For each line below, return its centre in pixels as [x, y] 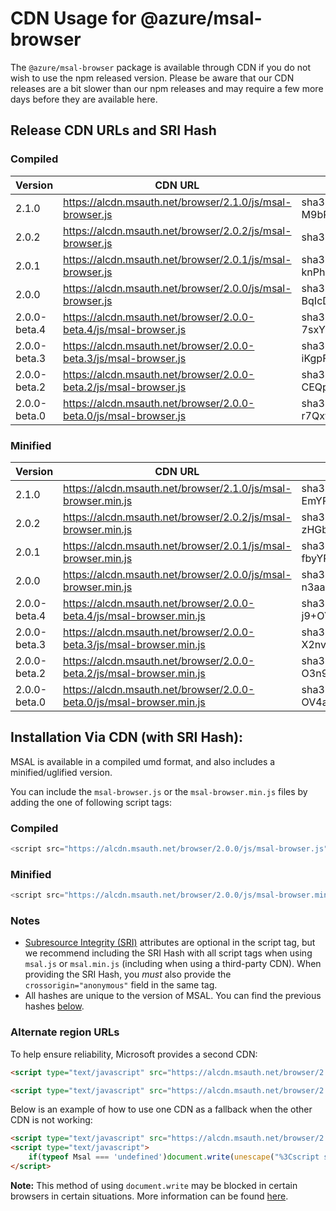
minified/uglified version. [61, 772]
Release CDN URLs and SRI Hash [113, 130]
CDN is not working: [51, 1120]
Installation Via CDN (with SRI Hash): [127, 737]
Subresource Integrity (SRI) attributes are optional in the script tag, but [170, 943]
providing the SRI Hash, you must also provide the [128, 974]
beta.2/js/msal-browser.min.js [134, 673]
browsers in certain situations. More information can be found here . [149, 1196]
